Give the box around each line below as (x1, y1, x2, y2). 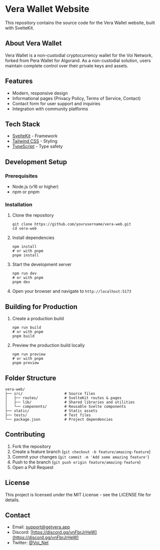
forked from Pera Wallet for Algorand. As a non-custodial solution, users (5, 58, 151, 63)
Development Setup (5, 157, 67, 166)
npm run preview (12, 352, 46, 357)
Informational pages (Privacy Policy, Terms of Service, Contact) (12, 95, 141, 101)
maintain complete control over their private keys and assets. (5, 62, 129, 68)
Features (5, 77, 33, 86)
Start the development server (12, 262, 72, 268)
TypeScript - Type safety (12, 144, 63, 150)
